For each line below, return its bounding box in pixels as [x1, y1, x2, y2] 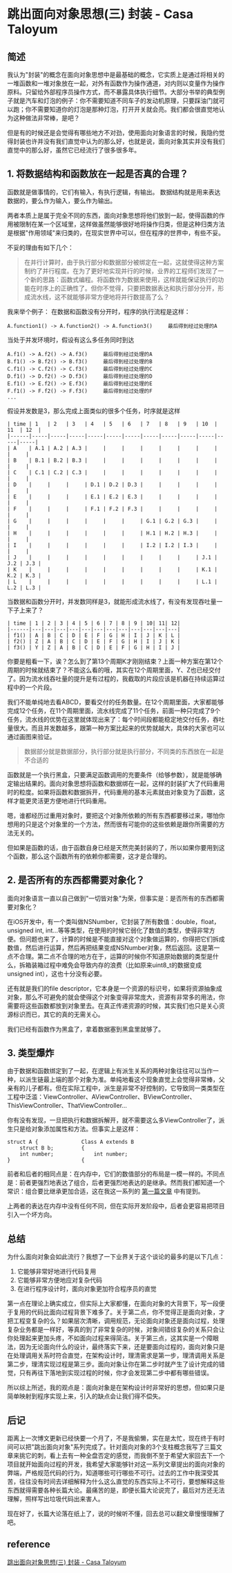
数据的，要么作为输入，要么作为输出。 [7, 196, 116, 205]
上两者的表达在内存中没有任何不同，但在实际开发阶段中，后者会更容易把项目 [7, 1202, 225, 1210]
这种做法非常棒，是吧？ [12, 114, 80, 122]
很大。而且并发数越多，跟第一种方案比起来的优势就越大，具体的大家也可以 [12, 724, 225, 732]
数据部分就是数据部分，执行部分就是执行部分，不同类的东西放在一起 [23, 747, 218, 756]
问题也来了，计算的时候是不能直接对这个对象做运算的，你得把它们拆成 [25, 935, 225, 943]
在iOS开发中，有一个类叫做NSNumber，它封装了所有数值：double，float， [7, 917, 220, 925]
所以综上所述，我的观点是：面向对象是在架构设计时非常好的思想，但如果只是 [7, 1384, 225, 1392]
